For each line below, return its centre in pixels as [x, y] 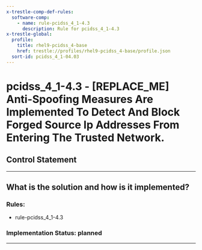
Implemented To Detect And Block [93, 112]
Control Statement [41, 160]
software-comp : [31, 17]
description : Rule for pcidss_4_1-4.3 [71, 29]
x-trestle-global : [29, 34]
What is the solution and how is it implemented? [98, 187]
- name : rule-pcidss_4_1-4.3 [54, 23]
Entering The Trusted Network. [85, 138]
